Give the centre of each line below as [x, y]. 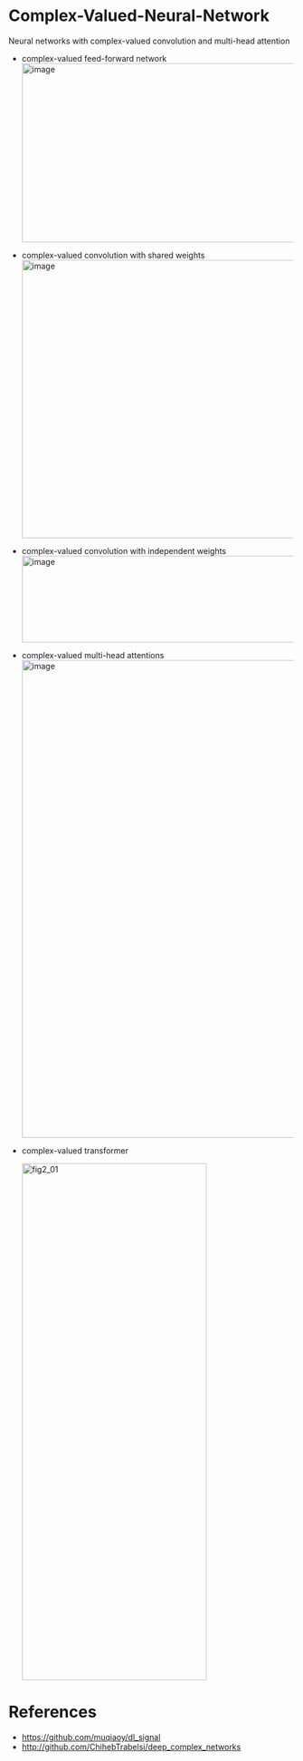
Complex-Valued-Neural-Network [139, 16]
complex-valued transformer [75, 1150]
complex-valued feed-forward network [94, 58]
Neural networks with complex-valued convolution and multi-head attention [149, 41]
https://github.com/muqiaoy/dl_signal [91, 1737]
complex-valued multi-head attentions [93, 655]
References [52, 1712]
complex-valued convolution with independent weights [124, 550]
